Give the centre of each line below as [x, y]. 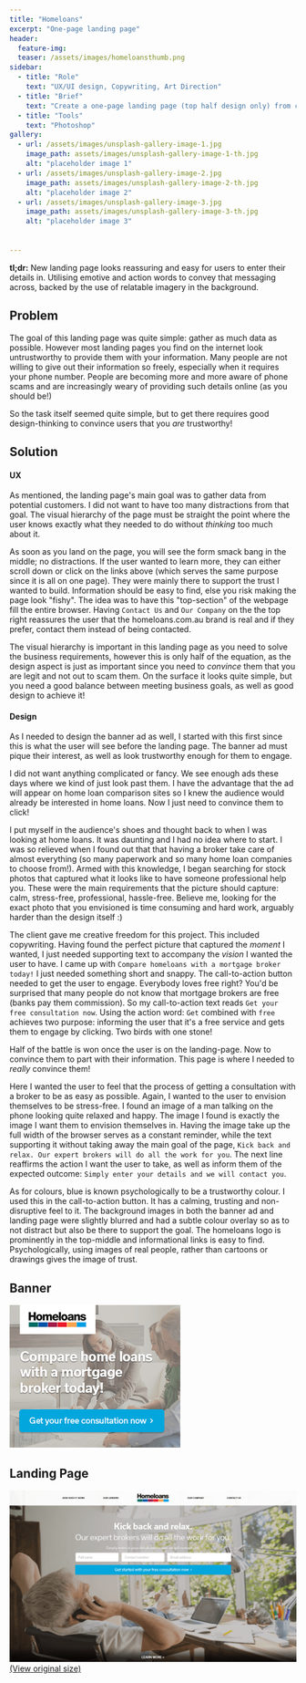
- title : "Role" [48, 78]
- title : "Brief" [51, 96]
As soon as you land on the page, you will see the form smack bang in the [148, 552]
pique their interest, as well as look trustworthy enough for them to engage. [151, 756]
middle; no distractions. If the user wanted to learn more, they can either [145, 562]
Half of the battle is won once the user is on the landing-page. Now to [140, 1050]
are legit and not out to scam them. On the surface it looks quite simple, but [151, 676]
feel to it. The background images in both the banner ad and [162, 1211]
